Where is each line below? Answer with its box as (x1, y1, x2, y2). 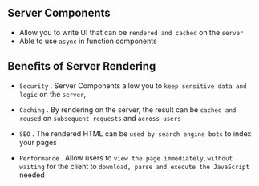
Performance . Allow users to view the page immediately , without (18, 152, 233, 163)
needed (18, 170, 45, 180)
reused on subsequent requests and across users (18, 113, 181, 123)
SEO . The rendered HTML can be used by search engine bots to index (18, 128, 252, 139)
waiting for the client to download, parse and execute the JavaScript (18, 161, 250, 171)
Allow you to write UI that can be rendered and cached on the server (18, 27, 244, 37)
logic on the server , (18, 89, 87, 99)
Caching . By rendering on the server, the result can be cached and (18, 104, 237, 115)
